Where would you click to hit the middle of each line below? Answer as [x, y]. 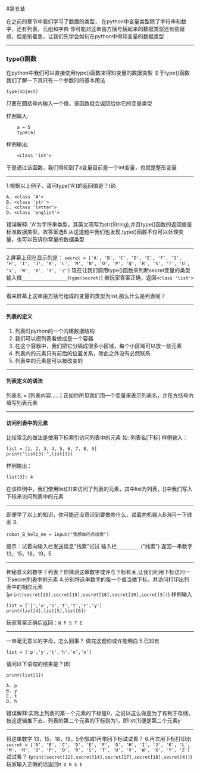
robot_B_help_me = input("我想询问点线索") [58, 534]
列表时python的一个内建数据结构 [55, 331]
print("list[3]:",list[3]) [40, 454]
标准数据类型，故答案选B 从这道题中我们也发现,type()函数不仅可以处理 [92, 232]
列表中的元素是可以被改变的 [49, 361]
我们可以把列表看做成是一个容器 [54, 338]
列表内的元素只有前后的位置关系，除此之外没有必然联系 [82, 353]
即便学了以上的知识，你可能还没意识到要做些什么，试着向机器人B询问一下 [97, 514]
